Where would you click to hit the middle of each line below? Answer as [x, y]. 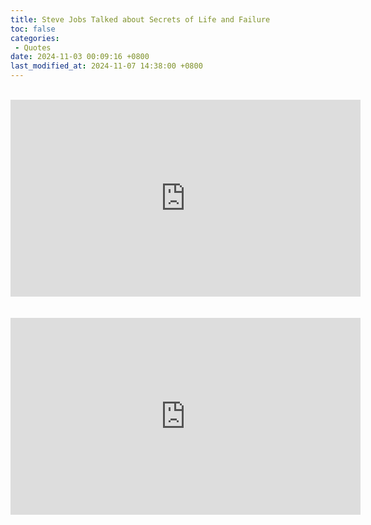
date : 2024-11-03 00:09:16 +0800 [80, 57]
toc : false [33, 29]
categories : [35, 38]
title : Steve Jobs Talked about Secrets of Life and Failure [140, 19]
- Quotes [33, 47]
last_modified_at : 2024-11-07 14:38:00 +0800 [106, 66]
